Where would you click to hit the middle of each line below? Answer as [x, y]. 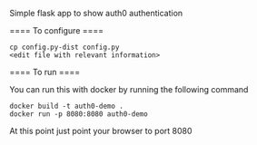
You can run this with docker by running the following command [129, 89]
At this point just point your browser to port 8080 [101, 131]
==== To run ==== [45, 72]
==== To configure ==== [57, 30]
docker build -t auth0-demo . [67, 106]
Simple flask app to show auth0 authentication [96, 13]
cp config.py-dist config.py [64, 47]
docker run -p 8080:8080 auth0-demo [79, 114]
